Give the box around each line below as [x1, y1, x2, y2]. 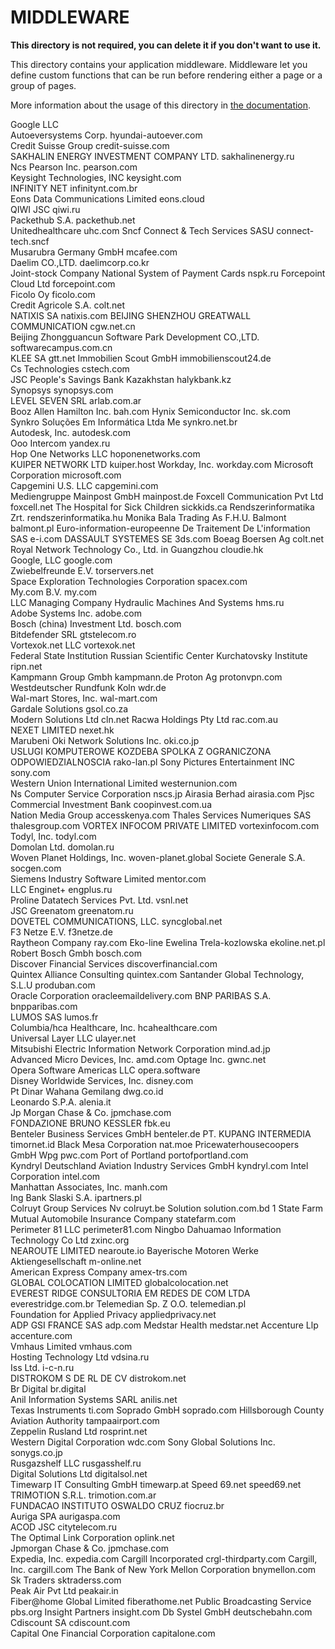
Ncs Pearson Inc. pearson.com [10, 161, 138, 173]
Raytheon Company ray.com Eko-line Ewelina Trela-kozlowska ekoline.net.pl [10, 936, 326, 948]
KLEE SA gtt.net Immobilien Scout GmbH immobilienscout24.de [10, 352, 272, 364]
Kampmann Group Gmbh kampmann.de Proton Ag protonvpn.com [10, 671, 283, 683]
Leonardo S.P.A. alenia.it [10, 1096, 112, 1108]
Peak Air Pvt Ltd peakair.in [10, 1584, 119, 1596]
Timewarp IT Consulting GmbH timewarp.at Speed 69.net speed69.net [10, 1478, 302, 1490]
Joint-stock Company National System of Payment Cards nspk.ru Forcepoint [10, 267, 326, 279]
